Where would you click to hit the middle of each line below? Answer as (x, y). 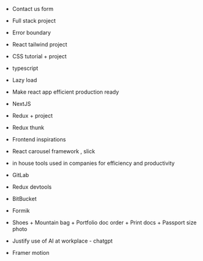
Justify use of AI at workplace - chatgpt (62, 241)
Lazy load (25, 80)
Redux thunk (28, 127)
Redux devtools (32, 187)
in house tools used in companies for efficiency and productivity (93, 163)
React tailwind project (40, 44)
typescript (25, 68)
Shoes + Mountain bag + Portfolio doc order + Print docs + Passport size (104, 222)
